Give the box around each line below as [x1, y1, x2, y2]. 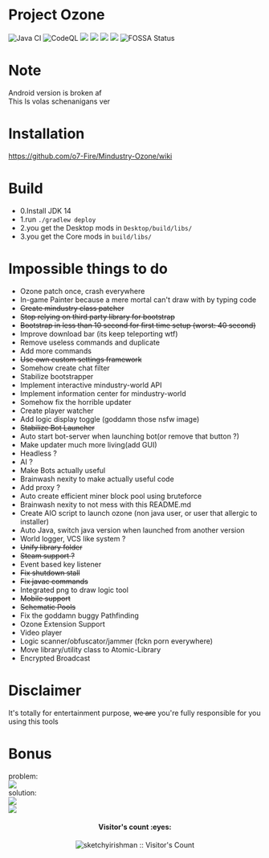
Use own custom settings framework [19, 354, 142, 364]
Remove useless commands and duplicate [19, 337, 161, 347]
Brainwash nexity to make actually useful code [19, 474, 174, 484]
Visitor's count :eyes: [98, 822, 172, 832]
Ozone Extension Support [19, 619, 106, 628]
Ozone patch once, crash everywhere [19, 286, 145, 296]
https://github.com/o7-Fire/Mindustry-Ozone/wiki [8, 151, 173, 161]
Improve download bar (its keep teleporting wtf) [19, 329, 178, 338]
